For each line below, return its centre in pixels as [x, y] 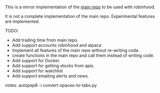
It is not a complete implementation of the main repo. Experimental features [80, 16]
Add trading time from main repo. [45, 40]
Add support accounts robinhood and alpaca [57, 45]
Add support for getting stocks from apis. [53, 66]
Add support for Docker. [36, 60]
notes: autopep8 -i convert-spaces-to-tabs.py [51, 85]
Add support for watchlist [37, 71]
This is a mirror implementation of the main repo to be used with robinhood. [80, 7]
